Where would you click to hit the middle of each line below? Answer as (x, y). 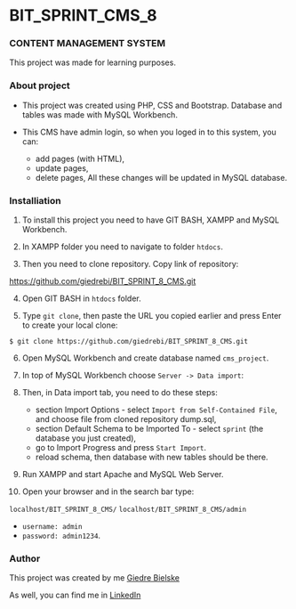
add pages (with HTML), (80, 158)
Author (25, 559)
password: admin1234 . (61, 536)
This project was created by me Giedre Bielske (95, 578)
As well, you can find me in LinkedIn (75, 595)
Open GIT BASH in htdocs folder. (81, 298)
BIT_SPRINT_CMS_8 (83, 16)
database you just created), (85, 438)
